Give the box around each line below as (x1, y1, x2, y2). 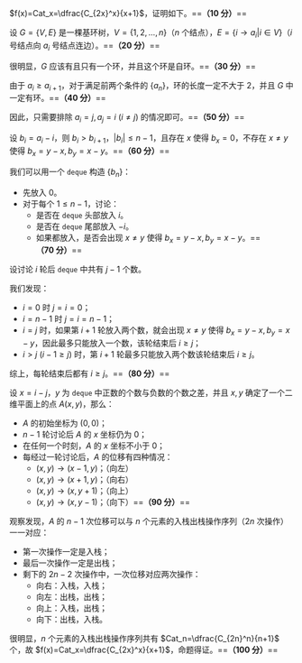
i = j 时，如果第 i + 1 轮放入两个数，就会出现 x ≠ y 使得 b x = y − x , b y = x (22, 325, 290, 338)
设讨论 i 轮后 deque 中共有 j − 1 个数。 (9, 264, 147, 275)
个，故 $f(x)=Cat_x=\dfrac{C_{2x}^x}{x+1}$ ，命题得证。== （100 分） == (9, 644, 279, 656)
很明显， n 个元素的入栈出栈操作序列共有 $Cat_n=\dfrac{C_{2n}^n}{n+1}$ (9, 633, 279, 644)
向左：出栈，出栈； (35, 592, 108, 603)
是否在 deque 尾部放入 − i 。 (35, 220, 133, 232)
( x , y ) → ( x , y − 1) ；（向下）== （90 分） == (35, 497, 191, 508)
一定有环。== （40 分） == (9, 93, 106, 104)
